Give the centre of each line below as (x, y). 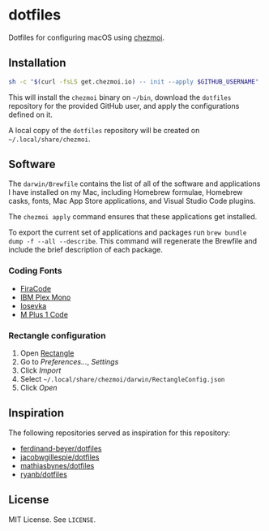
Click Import (41, 370)
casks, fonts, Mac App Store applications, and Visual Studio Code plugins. (132, 201)
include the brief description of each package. (86, 250)
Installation (37, 63)
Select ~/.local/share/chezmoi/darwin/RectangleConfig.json (122, 379)
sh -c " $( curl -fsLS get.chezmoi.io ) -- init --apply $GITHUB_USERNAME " (134, 82)
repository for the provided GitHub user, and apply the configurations (124, 106)
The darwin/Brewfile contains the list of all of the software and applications (134, 183)
